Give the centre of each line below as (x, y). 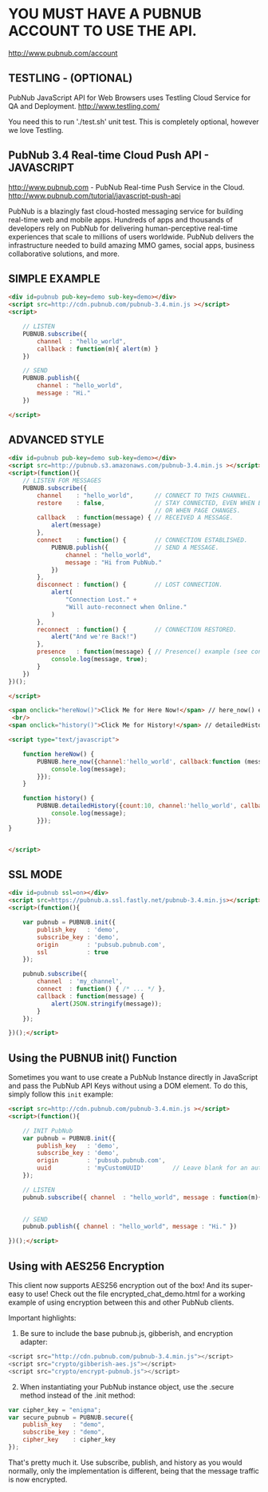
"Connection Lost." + (101, 600)
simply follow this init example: (61, 1094)
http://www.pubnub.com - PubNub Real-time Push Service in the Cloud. (126, 187)
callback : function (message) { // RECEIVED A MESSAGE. (135, 518)
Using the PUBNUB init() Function (93, 1058)
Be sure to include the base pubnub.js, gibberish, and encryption (126, 1333)
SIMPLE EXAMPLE (55, 278)
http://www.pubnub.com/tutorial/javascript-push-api (95, 195)
